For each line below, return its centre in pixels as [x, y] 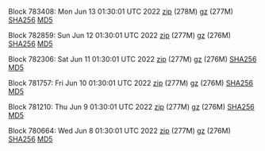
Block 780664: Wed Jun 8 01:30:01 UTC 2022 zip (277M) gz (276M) [120, 131]
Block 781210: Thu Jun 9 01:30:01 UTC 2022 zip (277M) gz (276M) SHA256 [132, 107]
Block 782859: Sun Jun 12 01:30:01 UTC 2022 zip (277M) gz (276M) [120, 35]
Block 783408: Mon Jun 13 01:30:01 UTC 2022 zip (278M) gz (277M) [121, 12]
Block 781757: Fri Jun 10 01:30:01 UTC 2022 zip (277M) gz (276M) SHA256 [131, 83]
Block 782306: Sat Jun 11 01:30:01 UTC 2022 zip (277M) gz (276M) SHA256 [132, 59]
